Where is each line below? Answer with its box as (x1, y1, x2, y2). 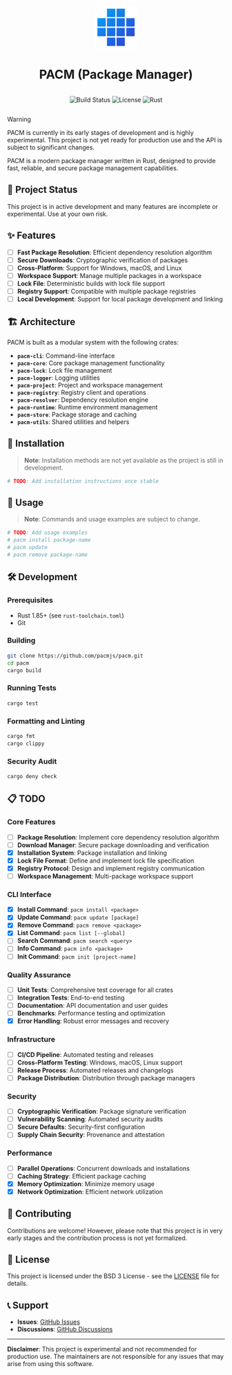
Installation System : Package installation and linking (17, 849, 167, 857)
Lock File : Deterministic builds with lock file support (17, 279, 165, 288)
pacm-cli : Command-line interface (17, 351, 115, 360)
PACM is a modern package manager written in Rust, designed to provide (7, 156, 216, 165)
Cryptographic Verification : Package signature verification (17, 1107, 186, 1116)
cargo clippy (7, 740, 45, 747)
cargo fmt (7, 732, 36, 739)
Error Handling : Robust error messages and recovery (17, 1017, 169, 1025)
